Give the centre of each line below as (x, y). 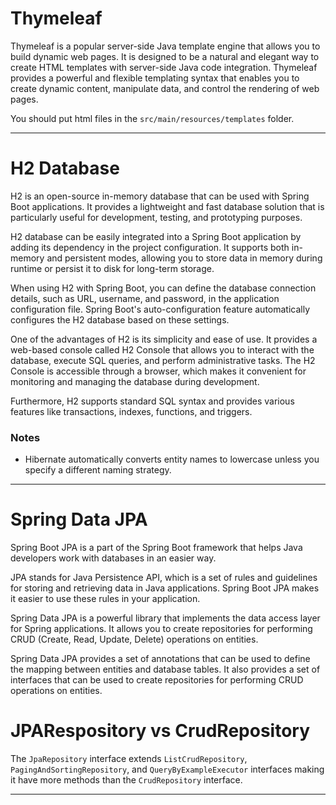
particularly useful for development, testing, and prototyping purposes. (156, 217)
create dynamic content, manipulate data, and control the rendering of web (165, 88)
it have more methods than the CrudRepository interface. (126, 780)
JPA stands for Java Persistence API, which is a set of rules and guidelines (164, 578)
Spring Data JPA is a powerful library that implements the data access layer (165, 618)
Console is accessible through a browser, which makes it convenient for (158, 371)
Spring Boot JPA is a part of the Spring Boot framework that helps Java (156, 548)
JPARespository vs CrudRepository (160, 731)
